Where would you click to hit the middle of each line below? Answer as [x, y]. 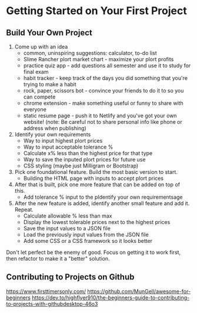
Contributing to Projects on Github [70, 277]
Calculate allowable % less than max [68, 216]
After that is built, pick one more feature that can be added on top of [97, 184]
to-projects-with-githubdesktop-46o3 [52, 304]
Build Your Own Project [49, 33]
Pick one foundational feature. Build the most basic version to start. [96, 172]
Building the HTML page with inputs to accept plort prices [93, 178]
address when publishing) [55, 128]
